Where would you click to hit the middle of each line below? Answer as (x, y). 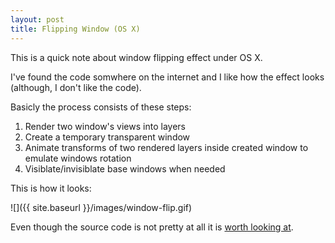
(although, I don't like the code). (76, 87)
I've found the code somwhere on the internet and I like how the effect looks (167, 77)
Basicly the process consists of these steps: (101, 107)
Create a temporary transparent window (107, 137)
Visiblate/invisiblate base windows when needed (125, 168)
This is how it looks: (51, 188)
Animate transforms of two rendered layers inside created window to (166, 147)
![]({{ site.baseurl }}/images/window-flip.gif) (101, 207)
